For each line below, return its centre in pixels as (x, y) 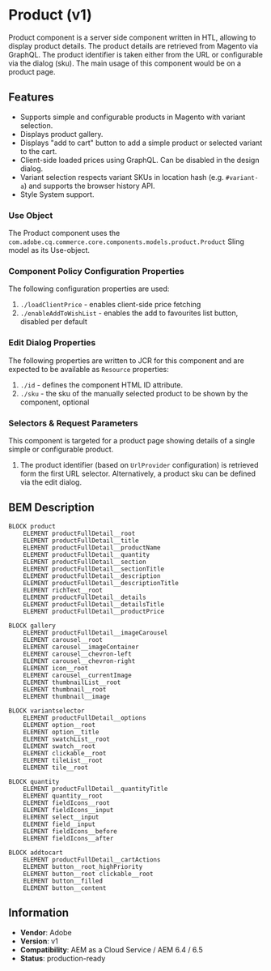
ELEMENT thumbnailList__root (72, 682)
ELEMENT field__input (59, 824)
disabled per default (53, 322)
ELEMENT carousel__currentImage (77, 675)
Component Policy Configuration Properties (96, 271)
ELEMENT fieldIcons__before (70, 831)
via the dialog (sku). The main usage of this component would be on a (125, 63)
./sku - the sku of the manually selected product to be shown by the (134, 393)
